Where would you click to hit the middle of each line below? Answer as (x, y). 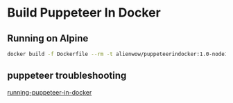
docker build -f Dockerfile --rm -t (60, 54)
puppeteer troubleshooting (67, 76)
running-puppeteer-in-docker (50, 92)
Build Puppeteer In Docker (84, 13)
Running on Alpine (48, 38)
